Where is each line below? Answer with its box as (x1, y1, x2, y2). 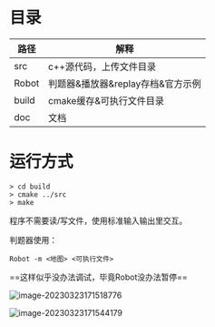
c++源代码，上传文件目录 (48, 60, 157, 73)
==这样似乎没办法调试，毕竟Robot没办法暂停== (9, 271, 188, 282)
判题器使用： (9, 234, 57, 245)
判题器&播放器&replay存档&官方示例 (48, 77, 201, 90)
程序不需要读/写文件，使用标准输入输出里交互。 (9, 215, 188, 226)
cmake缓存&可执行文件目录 (48, 94, 165, 107)
